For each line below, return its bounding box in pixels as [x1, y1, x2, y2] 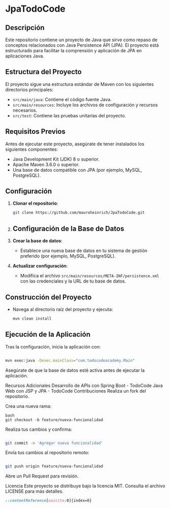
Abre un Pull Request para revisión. [5, 473, 79, 479]
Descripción [5, 23, 45, 32]
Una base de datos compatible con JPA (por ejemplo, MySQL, [12, 167, 142, 173]
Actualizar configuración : [12, 263, 68, 269]
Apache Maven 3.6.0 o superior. [12, 161, 80, 168]
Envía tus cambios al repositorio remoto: [5, 450, 90, 456]
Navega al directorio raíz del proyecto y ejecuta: [12, 306, 113, 312]
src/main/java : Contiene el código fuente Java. [12, 96, 112, 102]
